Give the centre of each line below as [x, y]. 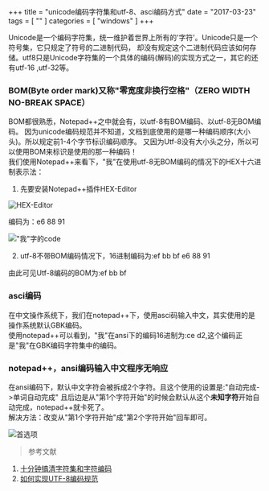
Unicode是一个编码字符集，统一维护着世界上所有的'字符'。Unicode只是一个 [133, 37]
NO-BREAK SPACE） [49, 102]
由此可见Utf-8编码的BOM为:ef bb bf [67, 273]
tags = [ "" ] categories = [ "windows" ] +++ [81, 21]
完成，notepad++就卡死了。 [61, 407]
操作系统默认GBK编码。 [47, 325]
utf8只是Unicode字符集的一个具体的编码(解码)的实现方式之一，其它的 [137, 58]
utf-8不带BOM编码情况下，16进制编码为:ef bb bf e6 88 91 [115, 256]
